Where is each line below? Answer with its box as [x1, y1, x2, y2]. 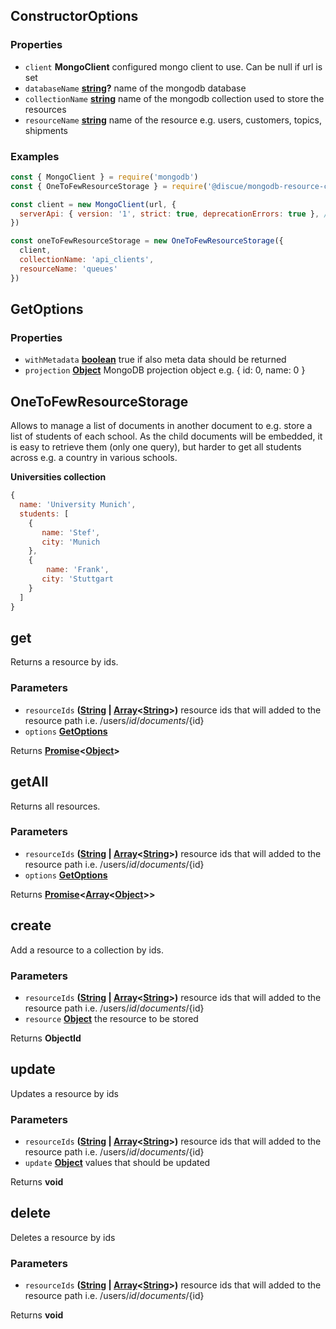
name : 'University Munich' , [19, 500, 137, 510]
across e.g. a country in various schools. [10, 452, 178, 464]
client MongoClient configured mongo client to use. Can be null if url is [24, 60, 323, 73]
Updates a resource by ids [10, 1087, 120, 1099]
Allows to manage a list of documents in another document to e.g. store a [10, 420, 313, 432]
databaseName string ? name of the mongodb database [24, 82, 247, 94]
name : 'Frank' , [46, 565, 110, 575]
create [10, 917, 52, 934]
